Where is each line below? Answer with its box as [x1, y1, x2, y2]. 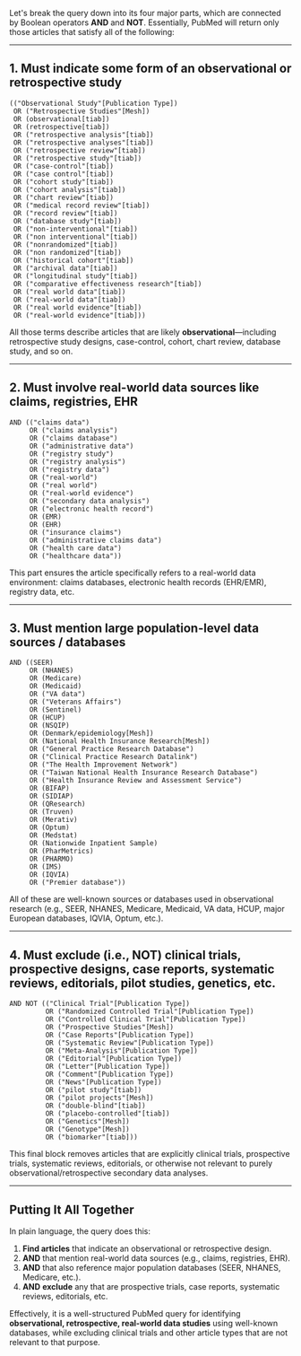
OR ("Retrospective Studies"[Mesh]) [13, 107, 150, 116]
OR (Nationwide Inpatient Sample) [29, 839, 159, 848]
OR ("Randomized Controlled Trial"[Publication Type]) [45, 1007, 254, 1017]
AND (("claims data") [9, 417, 90, 427]
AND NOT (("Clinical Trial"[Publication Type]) [9, 1000, 191, 1009]
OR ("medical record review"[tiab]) [13, 201, 150, 210]
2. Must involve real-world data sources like [9, 381, 260, 396]
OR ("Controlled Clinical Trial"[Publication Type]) [45, 1015, 246, 1024]
